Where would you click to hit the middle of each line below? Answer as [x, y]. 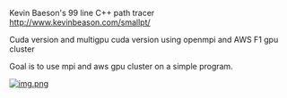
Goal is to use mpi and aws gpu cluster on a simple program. [121, 66]
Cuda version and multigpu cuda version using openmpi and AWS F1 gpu [144, 40]
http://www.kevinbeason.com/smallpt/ [80, 22]
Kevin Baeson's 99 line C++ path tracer [82, 13]
